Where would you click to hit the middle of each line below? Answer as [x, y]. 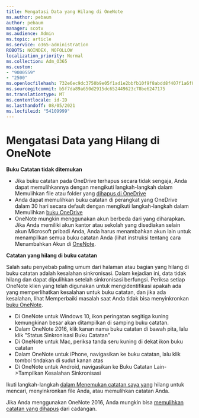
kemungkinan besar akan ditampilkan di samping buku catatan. [92, 323]
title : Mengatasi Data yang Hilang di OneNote [65, 12]
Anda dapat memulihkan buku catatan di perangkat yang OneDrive [96, 200]
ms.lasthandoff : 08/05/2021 [41, 105]
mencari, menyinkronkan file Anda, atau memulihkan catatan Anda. [88, 391]
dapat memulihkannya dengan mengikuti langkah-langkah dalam [94, 187]
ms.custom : [20, 67]
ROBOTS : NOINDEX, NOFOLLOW [39, 50]
